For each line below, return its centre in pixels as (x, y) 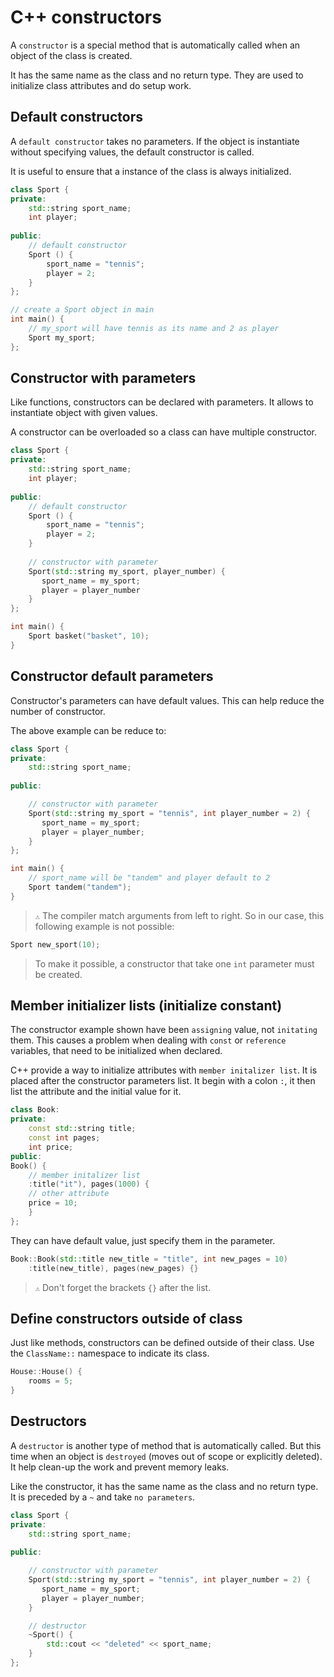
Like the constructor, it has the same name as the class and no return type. (164, 1486)
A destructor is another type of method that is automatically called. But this (166, 1445)
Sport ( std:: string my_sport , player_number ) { (127, 571)
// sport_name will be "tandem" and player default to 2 (149, 878)
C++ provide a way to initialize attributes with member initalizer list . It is (164, 1070)
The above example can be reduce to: (88, 730)
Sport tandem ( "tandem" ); (80, 887)
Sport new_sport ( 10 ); (55, 944)
